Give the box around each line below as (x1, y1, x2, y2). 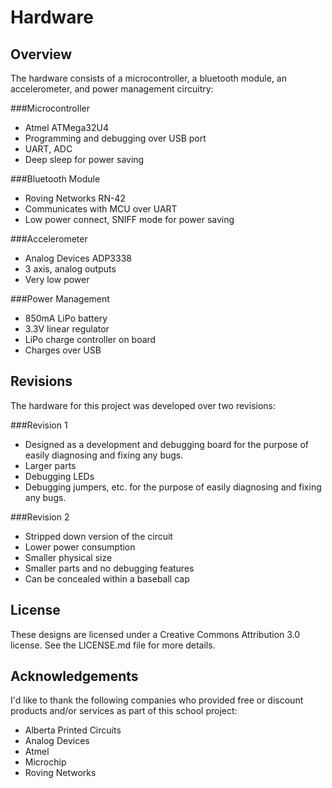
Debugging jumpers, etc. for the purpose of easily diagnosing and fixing (24, 481, 322, 493)
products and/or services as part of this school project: (10, 705, 238, 717)
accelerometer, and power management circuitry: (10, 83, 214, 95)
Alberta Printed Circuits (24, 724, 122, 736)
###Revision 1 (10, 419, 68, 431)
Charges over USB (24, 344, 102, 356)
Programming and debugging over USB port (24, 132, 207, 144)
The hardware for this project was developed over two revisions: (10, 399, 276, 411)
